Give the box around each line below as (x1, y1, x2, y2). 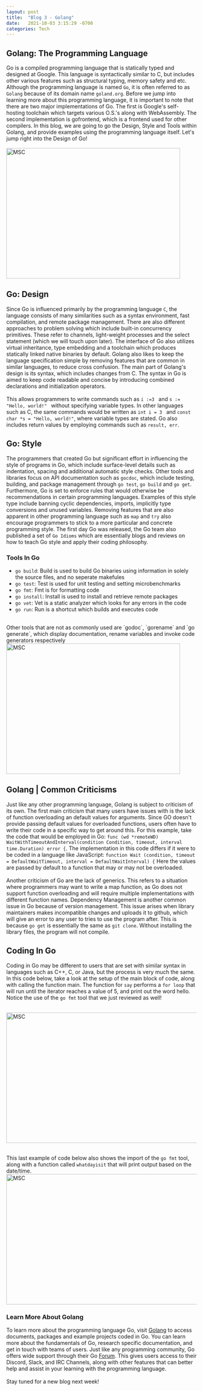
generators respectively (6, 637, 66, 644)
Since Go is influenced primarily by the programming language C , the (6, 305, 178, 312)
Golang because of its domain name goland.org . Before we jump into (6, 90, 176, 97)
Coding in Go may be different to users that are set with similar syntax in (6, 961, 186, 969)
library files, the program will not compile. (6, 928, 110, 935)
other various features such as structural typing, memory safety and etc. (6, 77, 187, 85)
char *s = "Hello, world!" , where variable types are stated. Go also (6, 414, 178, 422)
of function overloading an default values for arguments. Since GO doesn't (6, 813, 192, 820)
